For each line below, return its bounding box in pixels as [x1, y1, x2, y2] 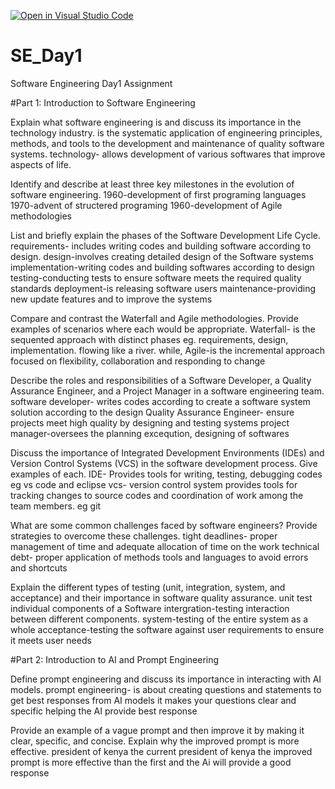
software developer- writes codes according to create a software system [10, 395, 311, 407]
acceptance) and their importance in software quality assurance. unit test [10, 591, 313, 604]
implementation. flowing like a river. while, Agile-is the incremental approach [10, 344, 325, 356]
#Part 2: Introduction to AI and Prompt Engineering [10, 653, 220, 665]
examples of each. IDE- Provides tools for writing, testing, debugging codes [10, 468, 323, 480]
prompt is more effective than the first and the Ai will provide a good [10, 756, 292, 768]
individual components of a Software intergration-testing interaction [10, 602, 290, 614]
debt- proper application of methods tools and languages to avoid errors [10, 551, 309, 563]
